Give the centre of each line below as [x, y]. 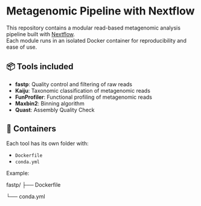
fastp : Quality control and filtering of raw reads [74, 84]
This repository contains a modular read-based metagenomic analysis [94, 28]
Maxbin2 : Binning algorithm [49, 103]
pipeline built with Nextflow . [41, 34]
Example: [18, 173]
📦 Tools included [40, 67]
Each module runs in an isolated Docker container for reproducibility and [97, 40]
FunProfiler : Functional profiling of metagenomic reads [84, 97]
